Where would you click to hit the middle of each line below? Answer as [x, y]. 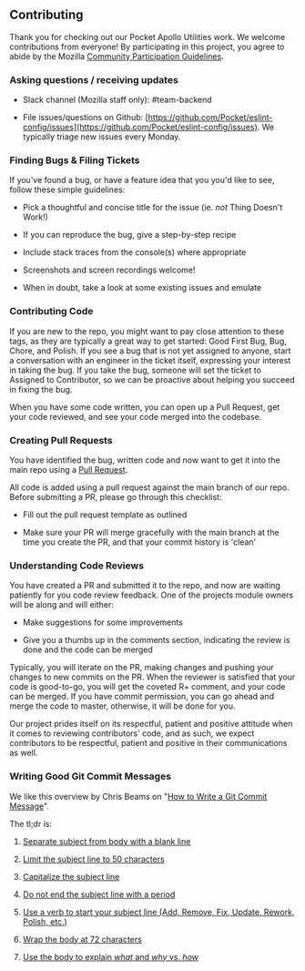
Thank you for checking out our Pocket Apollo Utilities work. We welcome [147, 36]
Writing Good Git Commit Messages [90, 776]
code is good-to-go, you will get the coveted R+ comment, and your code [147, 687]
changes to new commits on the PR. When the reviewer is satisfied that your [152, 677]
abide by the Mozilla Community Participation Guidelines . [117, 56]
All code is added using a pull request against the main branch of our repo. [149, 487]
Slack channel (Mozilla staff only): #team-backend [117, 100]
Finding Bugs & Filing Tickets [75, 160]
